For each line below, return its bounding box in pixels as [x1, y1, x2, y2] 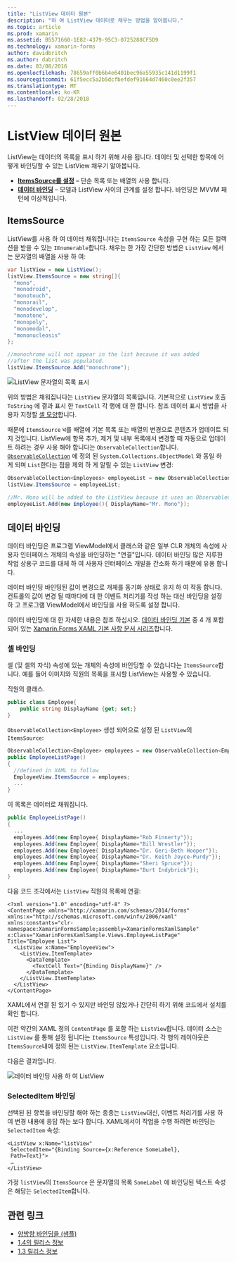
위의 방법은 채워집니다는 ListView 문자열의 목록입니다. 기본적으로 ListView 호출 [7, 392, 226, 401]
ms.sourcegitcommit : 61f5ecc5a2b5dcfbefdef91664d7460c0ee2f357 [7, 75, 197, 83]
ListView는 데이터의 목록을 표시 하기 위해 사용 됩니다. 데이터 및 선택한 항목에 [7, 152, 217, 161]
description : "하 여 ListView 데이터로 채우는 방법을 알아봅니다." [7, 17, 184, 24]
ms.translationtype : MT [7, 82, 77, 89]
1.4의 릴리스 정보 [17, 1238, 64, 1247]
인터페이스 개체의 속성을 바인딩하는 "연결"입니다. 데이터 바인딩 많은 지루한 [20, 550, 223, 559]
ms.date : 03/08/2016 [7, 63, 68, 70]
